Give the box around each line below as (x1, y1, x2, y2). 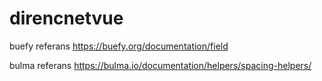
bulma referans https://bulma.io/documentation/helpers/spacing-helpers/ (9, 59, 312, 71)
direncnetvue (9, 7, 124, 30)
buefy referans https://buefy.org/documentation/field (9, 40, 229, 52)
